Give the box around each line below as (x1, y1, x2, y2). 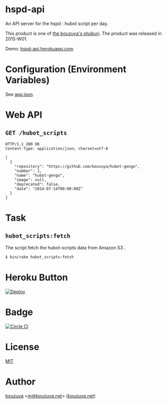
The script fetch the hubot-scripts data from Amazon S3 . (5, 244, 126, 250)
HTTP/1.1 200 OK (5, 141, 40, 146)
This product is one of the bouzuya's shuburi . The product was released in (5, 30, 162, 36)
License (5, 341, 40, 352)
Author (5, 376, 36, 387)
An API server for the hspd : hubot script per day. (5, 20, 108, 27)
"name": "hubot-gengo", (14, 172, 65, 178)
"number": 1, (14, 168, 42, 173)
